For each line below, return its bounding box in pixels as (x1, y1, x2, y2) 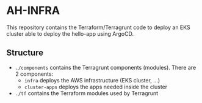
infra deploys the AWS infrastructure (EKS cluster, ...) (24, 76, 161, 84)
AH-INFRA (6, 4, 60, 18)
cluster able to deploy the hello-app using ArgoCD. (6, 30, 134, 37)
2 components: (15, 70, 54, 78)
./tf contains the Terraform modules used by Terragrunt (15, 89, 159, 97)
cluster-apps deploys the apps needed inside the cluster (24, 83, 168, 90)
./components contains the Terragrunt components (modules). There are (15, 64, 197, 71)
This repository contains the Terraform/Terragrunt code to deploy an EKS (6, 24, 190, 31)
